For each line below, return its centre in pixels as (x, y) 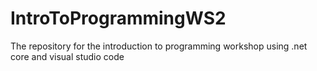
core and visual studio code (67, 56)
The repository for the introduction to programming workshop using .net (159, 46)
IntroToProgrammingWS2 (118, 18)
